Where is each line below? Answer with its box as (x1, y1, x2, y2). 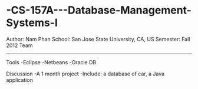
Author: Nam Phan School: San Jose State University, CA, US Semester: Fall (6, 35, 190, 42)
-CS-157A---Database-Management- (6, 4, 192, 17)
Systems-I (6, 16, 58, 29)
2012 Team (6, 42, 33, 49)
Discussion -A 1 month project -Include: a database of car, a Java (6, 70, 165, 77)
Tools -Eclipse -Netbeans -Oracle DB (6, 58, 97, 65)
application (6, 76, 34, 83)
